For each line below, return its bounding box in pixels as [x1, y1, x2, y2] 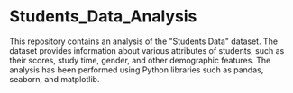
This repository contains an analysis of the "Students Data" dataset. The [9, 36, 278, 46]
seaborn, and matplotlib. [9, 73, 100, 84]
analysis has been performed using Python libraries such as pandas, [9, 64, 264, 75]
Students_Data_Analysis [9, 6, 197, 27]
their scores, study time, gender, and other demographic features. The [9, 55, 271, 65]
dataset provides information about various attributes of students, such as [9, 45, 285, 55]
